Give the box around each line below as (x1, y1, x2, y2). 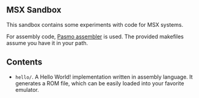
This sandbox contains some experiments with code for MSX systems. (6, 21, 184, 28)
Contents (6, 57, 43, 68)
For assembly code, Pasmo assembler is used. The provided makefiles (6, 33, 184, 40)
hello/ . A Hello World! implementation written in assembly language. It (15, 73, 194, 80)
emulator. (15, 86, 40, 93)
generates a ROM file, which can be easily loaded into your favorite (15, 79, 184, 87)
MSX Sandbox (6, 5, 62, 15)
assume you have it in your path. (6, 39, 89, 46)
